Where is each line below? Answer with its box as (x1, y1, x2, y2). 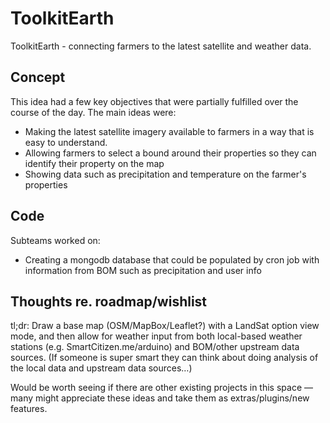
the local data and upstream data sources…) (10, 362, 193, 374)
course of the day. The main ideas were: (10, 106, 177, 118)
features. (10, 403, 48, 415)
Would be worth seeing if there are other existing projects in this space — (10, 382, 313, 394)
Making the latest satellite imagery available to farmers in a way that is (24, 125, 315, 137)
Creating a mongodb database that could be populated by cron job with (24, 253, 320, 266)
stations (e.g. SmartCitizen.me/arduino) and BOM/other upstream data (10, 341, 300, 353)
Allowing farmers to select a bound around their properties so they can (24, 147, 317, 159)
